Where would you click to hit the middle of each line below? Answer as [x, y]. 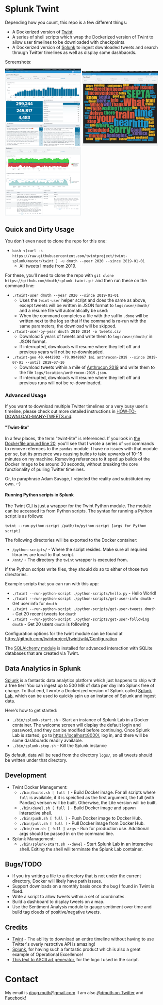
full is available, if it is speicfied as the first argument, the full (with [87, 797]
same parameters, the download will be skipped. [68, 326]
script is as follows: [24, 516]
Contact [22, 979]
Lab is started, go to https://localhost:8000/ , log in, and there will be [80, 735]
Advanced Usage [26, 395]
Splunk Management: [33, 838]
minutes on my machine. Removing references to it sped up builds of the [78, 459]
